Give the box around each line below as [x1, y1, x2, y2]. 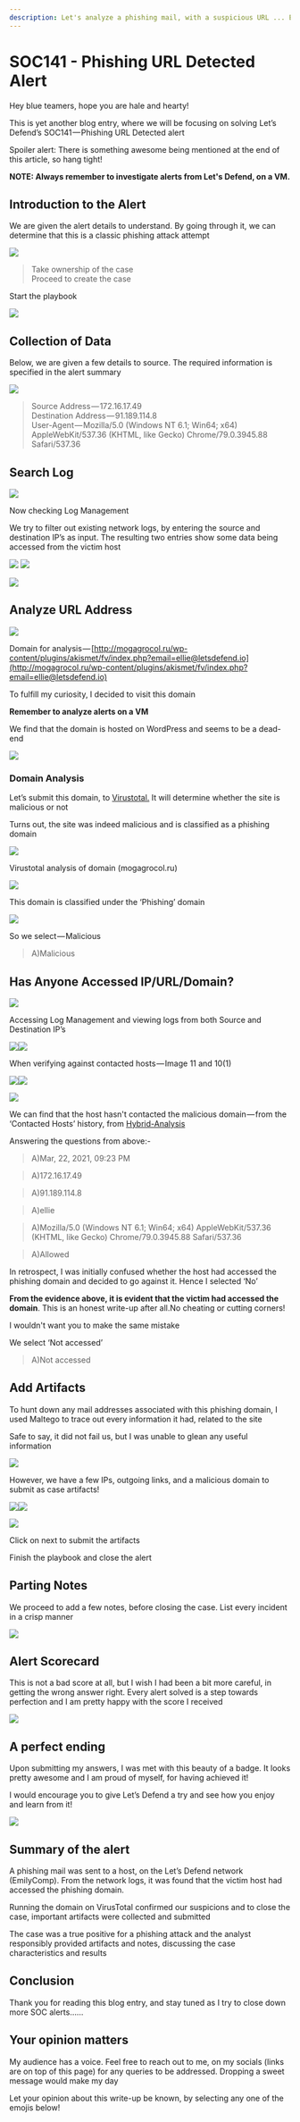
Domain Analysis [9, 772, 85, 784]
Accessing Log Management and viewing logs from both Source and [9, 1014, 262, 1025]
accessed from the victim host [9, 541, 121, 552]
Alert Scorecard [9, 1654, 100, 1669]
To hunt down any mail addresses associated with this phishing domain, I [9, 1404, 279, 1414]
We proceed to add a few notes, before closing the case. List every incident [9, 1601, 287, 1613]
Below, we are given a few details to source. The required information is [9, 357, 273, 368]
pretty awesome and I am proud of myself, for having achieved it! [9, 1773, 249, 1783]
